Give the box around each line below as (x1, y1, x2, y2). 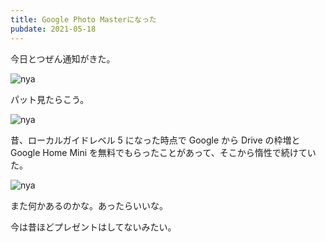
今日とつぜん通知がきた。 (10, 52, 116, 65)
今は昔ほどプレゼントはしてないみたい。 (10, 221, 177, 233)
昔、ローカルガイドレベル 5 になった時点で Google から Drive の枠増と (10, 134, 301, 146)
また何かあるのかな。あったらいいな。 (10, 199, 168, 211)
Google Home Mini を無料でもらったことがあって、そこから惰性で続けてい (10, 146, 317, 158)
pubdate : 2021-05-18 (10, 24, 97, 34)
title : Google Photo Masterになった (10, 14, 157, 25)
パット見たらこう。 (10, 93, 90, 105)
